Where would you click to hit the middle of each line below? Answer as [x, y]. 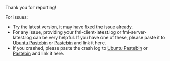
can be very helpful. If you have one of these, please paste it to [99, 38]
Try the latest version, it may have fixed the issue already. [73, 27]
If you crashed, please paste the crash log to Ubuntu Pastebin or [80, 48]
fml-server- [134, 32]
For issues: [17, 17]
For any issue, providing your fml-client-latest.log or [67, 32]
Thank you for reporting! [31, 7]
